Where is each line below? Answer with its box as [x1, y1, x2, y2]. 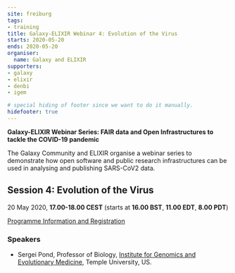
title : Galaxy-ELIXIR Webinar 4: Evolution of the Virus [7, 30, 178, 37]
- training [7, 23, 39, 30]
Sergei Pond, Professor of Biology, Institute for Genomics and [17, 250, 196, 258]
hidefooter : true [7, 109, 58, 116]
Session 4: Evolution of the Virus [7, 184, 154, 196]
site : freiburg [7, 10, 52, 18]
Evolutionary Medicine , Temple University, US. [17, 257, 153, 266]
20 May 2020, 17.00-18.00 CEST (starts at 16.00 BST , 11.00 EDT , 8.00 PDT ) [7, 202, 229, 212]
